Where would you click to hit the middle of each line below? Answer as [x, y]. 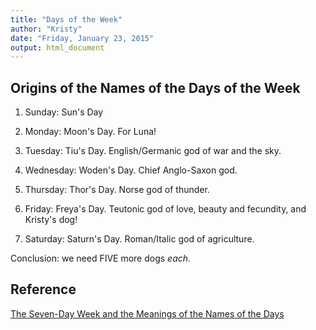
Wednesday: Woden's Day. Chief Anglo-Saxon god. [131, 170]
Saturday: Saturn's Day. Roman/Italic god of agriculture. [139, 239]
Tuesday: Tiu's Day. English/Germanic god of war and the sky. [153, 151]
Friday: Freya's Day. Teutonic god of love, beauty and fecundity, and [165, 209]
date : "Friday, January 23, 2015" [82, 38]
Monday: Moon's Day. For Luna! [90, 132]
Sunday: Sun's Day [64, 112]
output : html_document [57, 47]
